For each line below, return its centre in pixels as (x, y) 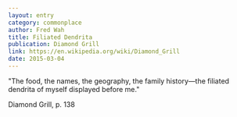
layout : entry (31, 15)
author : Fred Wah (36, 30)
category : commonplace (45, 23)
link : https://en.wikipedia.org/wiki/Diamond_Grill (94, 51)
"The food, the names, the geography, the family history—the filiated (118, 81)
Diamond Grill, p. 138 (42, 104)
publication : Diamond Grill (54, 44)
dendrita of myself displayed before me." (74, 89)
